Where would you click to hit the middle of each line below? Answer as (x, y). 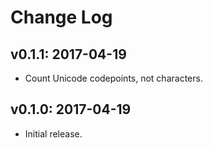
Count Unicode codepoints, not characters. (113, 78)
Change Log (61, 17)
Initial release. (53, 133)
